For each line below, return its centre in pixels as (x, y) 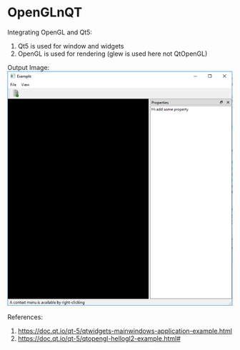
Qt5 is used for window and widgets (71, 46)
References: (25, 317)
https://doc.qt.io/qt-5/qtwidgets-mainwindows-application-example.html (125, 331)
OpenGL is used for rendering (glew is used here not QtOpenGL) (112, 54)
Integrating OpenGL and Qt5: (50, 32)
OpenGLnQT (45, 12)
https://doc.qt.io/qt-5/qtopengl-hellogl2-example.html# (99, 338)
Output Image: (29, 67)
